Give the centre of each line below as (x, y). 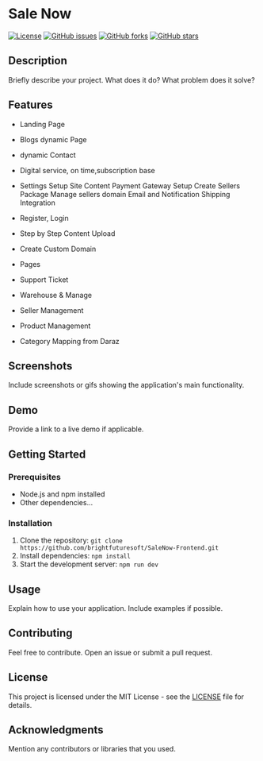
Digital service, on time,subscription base (88, 170)
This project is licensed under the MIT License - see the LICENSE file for (126, 697)
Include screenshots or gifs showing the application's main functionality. (126, 385)
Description (38, 61)
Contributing (40, 634)
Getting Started (47, 454)
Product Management (55, 326)
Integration (37, 203)
